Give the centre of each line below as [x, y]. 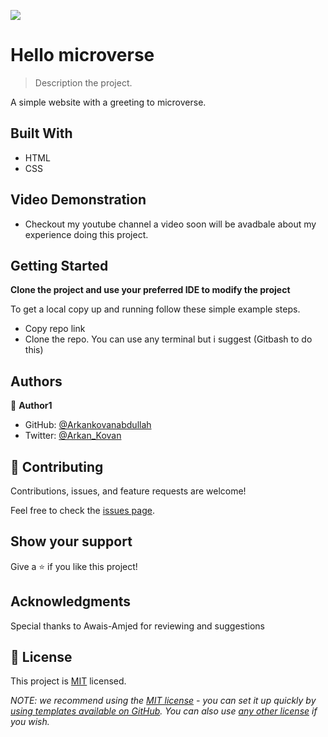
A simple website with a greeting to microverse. [108, 102]
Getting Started [59, 265]
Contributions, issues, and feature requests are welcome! [128, 491]
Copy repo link [55, 329]
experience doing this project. [86, 234]
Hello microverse [82, 55]
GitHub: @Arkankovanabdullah [88, 425]
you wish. [30, 722]
